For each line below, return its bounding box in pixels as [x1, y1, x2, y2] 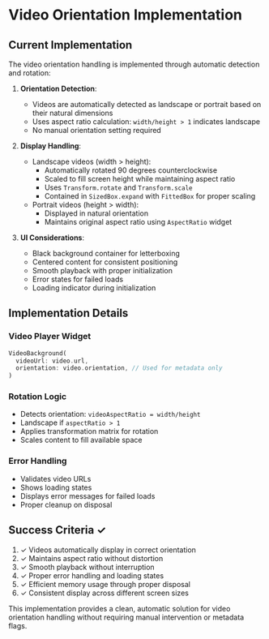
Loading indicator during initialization [32, 283, 156, 293]
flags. [8, 620, 28, 630]
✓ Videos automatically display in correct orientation [19, 545, 197, 555]
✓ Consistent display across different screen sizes [19, 588, 189, 598]
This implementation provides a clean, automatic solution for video [8, 603, 231, 613]
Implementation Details [8, 307, 129, 320]
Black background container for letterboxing [32, 249, 180, 258]
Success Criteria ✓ [8, 523, 107, 537]
